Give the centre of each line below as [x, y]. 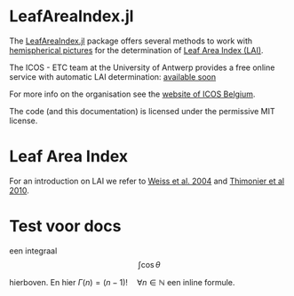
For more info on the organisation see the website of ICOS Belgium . [132, 94]
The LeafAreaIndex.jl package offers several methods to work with [131, 41]
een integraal [33, 251]
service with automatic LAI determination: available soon [113, 76]
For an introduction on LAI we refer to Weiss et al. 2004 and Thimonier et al [147, 181]
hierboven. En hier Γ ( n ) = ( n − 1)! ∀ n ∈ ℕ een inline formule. [122, 282]
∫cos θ [149, 264]
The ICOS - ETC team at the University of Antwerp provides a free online [142, 67]
